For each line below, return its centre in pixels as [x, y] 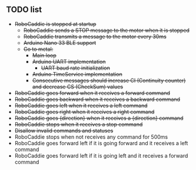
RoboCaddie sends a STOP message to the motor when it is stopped [107, 30]
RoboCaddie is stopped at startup [55, 24]
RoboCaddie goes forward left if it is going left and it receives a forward [101, 155]
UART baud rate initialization [75, 68]
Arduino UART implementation [69, 61]
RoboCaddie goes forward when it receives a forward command [92, 93]
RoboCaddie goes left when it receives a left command [81, 105]
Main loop [44, 55]
